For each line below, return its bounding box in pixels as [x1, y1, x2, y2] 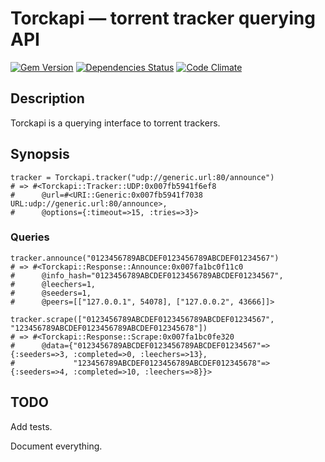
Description [10, 90, 85, 107]
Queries [10, 230, 50, 244]
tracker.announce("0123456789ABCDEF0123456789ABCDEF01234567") [10, 253, 280, 263]
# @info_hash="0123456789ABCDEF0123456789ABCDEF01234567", [10, 270, 284, 281]
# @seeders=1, [10, 288, 92, 298]
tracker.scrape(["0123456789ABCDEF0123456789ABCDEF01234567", [10, 314, 275, 324]
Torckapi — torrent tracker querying [10, 7, 316, 30]
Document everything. [10, 440, 103, 452]
